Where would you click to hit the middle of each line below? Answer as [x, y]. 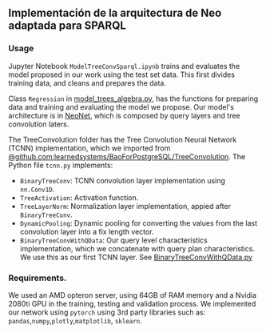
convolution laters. [39, 124]
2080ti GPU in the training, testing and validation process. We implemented [132, 303]
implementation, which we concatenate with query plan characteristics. [137, 248]
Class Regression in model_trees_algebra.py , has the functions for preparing [133, 98]
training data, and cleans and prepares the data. [87, 82]
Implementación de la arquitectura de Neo [115, 13]
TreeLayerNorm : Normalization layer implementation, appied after [125, 206]
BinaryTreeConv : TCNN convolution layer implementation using [123, 180]
